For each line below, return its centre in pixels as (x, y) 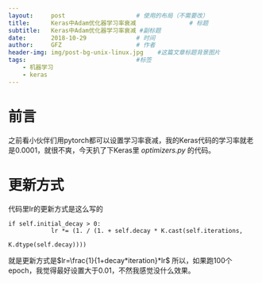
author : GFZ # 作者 (82, 45)
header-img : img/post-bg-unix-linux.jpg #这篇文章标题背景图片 (114, 52)
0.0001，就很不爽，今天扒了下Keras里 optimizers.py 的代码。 (115, 150)
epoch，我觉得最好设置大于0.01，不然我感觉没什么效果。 (102, 270)
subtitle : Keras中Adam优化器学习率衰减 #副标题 (85, 30)
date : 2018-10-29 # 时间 (82, 38)
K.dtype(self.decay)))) (48, 244)
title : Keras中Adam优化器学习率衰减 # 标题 (108, 23)
